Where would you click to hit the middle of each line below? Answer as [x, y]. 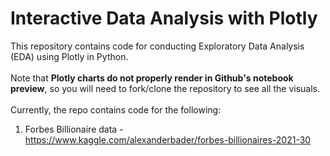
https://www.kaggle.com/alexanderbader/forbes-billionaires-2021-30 [168, 139]
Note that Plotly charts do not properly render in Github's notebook [152, 78]
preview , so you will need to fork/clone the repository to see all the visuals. [165, 88]
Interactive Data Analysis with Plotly [164, 18]
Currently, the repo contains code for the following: [116, 109]
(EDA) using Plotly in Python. [69, 56]
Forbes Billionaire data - [74, 129]
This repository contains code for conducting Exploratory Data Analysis [157, 46]
